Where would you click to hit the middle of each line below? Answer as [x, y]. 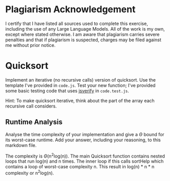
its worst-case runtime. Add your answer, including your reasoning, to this [83, 140]
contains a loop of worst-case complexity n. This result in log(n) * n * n [80, 167]
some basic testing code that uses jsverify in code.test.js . [67, 91]
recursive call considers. [31, 106]
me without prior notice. [31, 45]
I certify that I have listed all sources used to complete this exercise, [77, 23]
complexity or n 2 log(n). [30, 173]
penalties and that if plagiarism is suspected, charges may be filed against [83, 40]
